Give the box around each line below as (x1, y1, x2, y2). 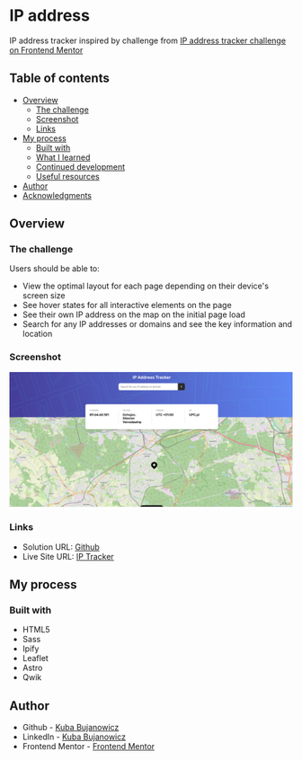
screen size (22, 290, 66, 301)
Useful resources (35, 171, 101, 181)
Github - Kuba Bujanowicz (22, 722, 120, 733)
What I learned (35, 152, 91, 163)
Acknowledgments (22, 190, 93, 200)
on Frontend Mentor (9, 44, 84, 55)
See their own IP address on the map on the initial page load (22, 309, 245, 320)
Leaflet (22, 653, 49, 664)
